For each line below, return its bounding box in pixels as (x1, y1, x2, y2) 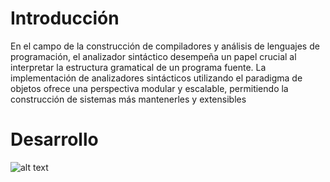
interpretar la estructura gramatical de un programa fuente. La (10, 61, 267, 73)
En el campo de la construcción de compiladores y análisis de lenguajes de (10, 40, 320, 52)
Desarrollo (10, 128, 99, 151)
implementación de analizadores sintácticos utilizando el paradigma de (10, 72, 303, 84)
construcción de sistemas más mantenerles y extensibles (10, 93, 247, 105)
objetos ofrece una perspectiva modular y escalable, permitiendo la (10, 82, 289, 94)
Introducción (10, 7, 120, 30)
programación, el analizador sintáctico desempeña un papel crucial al (10, 50, 297, 62)
